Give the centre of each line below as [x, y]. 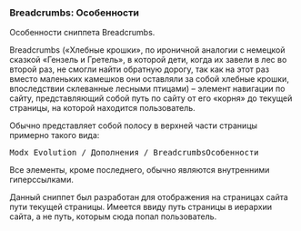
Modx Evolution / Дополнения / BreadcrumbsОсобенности [134, 153]
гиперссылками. [42, 180]
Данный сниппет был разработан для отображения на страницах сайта [149, 197]
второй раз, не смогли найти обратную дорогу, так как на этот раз [140, 69]
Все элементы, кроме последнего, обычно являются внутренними [140, 170]
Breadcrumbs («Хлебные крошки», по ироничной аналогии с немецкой [147, 50]
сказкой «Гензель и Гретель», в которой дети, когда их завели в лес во [148, 60]
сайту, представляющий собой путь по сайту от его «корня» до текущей [151, 98]
